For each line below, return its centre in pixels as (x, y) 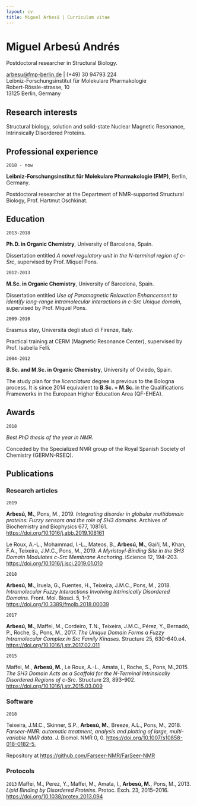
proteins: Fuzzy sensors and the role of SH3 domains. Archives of (87, 520)
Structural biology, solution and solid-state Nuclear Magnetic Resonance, (96, 127)
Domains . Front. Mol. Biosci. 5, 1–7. (48, 598)
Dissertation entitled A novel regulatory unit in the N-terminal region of (93, 255)
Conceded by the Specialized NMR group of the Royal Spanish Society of (96, 449)
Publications (30, 474)
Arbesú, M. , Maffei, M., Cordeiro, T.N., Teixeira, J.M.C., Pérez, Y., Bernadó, (98, 626)
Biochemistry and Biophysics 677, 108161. (57, 526)
